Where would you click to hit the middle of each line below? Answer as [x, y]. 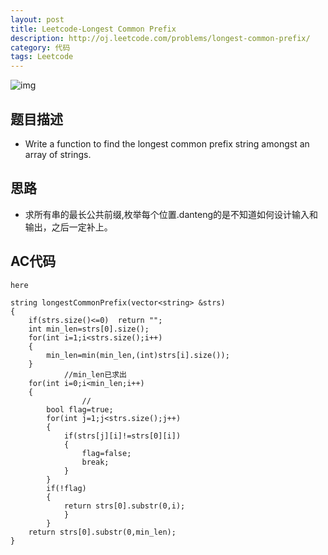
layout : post [37, 19]
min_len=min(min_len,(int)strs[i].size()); [138, 355]
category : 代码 [40, 47]
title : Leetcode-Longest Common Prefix [93, 29]
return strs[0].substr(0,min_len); [102, 532]
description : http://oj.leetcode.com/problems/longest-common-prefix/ [160, 38]
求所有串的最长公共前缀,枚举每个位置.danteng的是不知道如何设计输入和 [171, 214]
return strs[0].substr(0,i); [124, 506]
